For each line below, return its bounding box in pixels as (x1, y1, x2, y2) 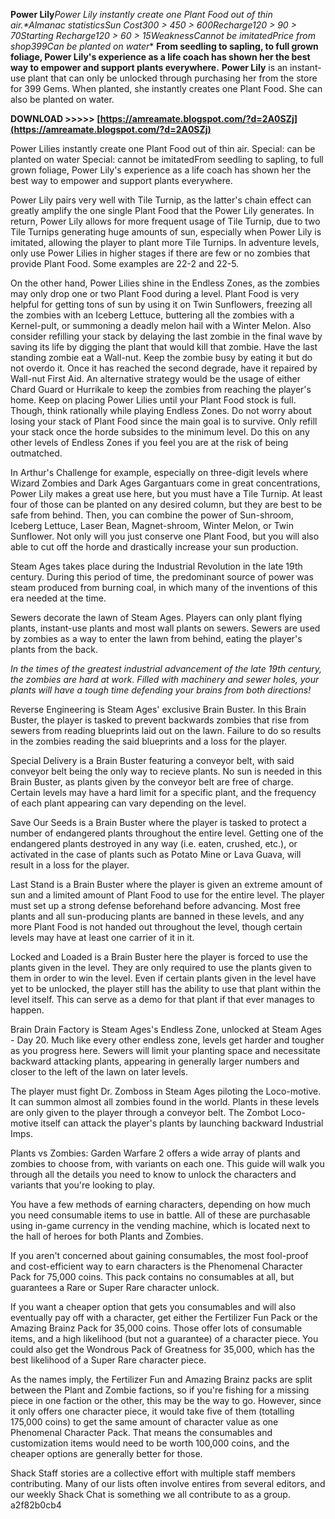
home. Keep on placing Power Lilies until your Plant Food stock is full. (10, 394, 297, 406)
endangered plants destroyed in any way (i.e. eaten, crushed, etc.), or (10, 838, 298, 849)
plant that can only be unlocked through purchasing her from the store (27, 72, 318, 84)
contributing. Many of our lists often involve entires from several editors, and (10, 1478, 326, 1489)
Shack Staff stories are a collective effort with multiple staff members (10, 1467, 296, 1479)
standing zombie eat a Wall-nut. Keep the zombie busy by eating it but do (10, 352, 313, 363)
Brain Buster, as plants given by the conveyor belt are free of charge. (10, 776, 294, 788)
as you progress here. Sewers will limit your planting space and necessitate (10, 1045, 321, 1056)
